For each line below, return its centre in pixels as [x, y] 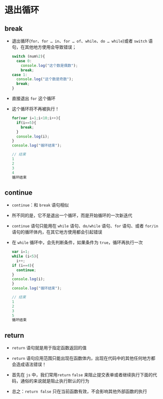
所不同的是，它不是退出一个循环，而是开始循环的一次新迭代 [72, 215]
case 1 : [19, 75]
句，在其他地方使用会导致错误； [44, 47]
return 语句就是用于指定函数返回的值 [49, 348]
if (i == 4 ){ [23, 265]
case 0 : [24, 61]
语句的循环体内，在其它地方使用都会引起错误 [57, 232]
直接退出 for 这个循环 [34, 98]
